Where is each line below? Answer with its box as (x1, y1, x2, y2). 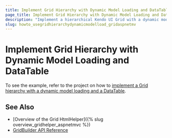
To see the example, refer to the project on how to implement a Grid (5, 82, 148, 88)
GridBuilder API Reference (12, 127, 68, 133)
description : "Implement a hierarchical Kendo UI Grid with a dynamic (5, 17, 159, 22)
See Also (5, 103, 34, 111)
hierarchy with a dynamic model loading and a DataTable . (5, 88, 126, 94)
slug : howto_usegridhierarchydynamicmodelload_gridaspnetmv (5, 21, 137, 27)
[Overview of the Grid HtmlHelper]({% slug (12, 116, 103, 122)
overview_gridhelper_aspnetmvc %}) (12, 122, 91, 128)
